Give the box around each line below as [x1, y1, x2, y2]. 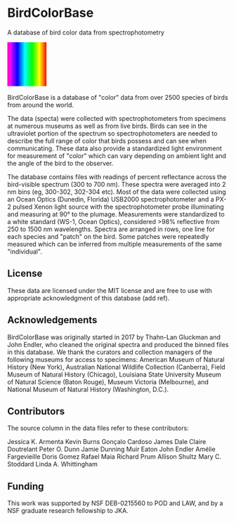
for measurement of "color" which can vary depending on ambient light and [7, 151, 227, 159]
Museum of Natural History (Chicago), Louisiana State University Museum [7, 370, 221, 379]
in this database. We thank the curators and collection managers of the [7, 348, 213, 356]
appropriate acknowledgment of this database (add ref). [7, 294, 170, 302]
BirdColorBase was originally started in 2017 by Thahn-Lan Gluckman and [7, 332, 221, 341]
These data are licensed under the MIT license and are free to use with [7, 286, 213, 294]
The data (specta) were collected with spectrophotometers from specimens [7, 114, 226, 122]
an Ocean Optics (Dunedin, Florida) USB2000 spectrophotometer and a [7, 195, 214, 203]
